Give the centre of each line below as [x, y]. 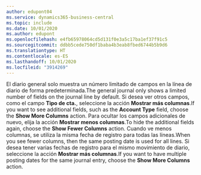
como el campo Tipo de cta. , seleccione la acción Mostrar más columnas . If [100, 103]
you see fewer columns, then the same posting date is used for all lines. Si [98, 142]
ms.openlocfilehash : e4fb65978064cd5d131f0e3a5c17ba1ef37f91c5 [87, 39]
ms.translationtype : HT [36, 51]
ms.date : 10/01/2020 [32, 28]
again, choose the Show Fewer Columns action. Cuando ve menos [89, 128]
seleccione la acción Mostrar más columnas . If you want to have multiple [97, 154]
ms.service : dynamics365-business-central [60, 17]
